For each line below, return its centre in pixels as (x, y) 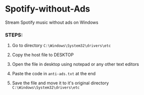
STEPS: (14, 35)
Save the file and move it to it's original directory (60, 83)
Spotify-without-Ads (48, 9)
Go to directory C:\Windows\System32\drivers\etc (61, 46)
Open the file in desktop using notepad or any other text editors (75, 64)
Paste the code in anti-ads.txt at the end (54, 74)
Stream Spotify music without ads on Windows (52, 22)
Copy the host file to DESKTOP (43, 55)
